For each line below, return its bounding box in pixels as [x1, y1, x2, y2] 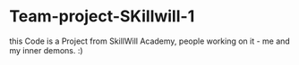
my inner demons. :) [9, 45, 83, 55]
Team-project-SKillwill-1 [9, 6, 195, 27]
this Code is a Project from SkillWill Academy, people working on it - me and [9, 36, 291, 46]
